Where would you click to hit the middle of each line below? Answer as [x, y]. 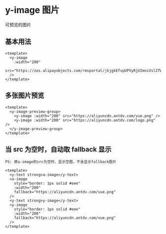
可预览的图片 [18, 25]
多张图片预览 [25, 96]
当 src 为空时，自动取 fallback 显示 [58, 149]
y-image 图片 [32, 10]
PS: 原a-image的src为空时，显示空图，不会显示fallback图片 [61, 162]
